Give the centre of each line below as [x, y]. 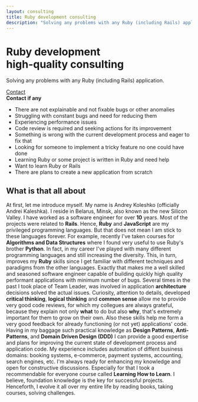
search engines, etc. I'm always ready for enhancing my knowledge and [93, 362]
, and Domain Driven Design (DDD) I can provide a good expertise [108, 337]
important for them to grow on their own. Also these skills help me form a [95, 318]
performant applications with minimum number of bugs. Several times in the [98, 280]
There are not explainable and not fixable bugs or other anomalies [95, 110]
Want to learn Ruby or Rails [47, 166]
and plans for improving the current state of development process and [91, 343]
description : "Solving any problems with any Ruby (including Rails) [93, 22]
